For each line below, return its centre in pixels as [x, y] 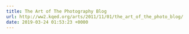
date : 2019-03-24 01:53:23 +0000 [47, 22]
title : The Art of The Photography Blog [57, 11]
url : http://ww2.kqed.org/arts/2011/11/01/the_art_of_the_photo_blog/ [95, 17]
